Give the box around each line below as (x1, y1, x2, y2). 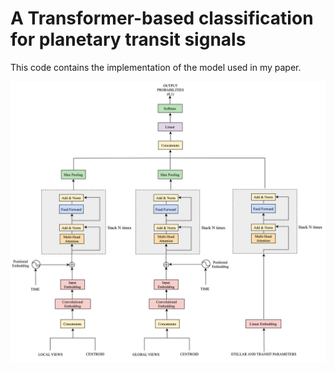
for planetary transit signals (10, 28, 247, 51)
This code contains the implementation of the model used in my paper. (10, 61, 302, 73)
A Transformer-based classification (10, 7, 314, 30)
